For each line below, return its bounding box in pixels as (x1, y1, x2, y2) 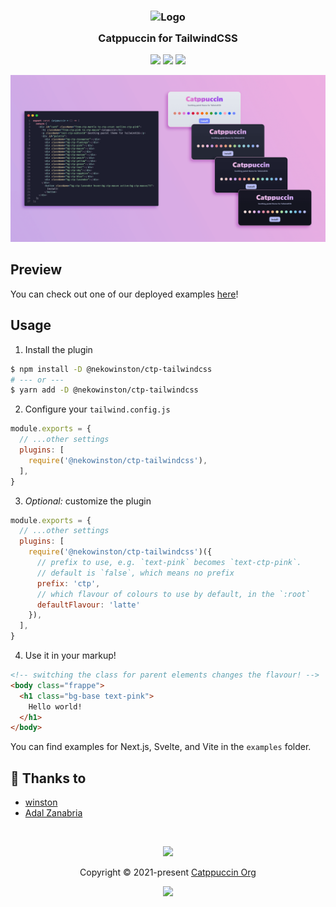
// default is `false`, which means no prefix (36, 568, 235, 578)
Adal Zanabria (24, 807, 83, 819)
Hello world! (28, 701, 83, 712)
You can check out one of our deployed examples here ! (10, 288, 239, 300)
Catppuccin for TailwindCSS (98, 31, 238, 45)
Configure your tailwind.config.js (24, 403, 171, 415)
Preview (10, 261, 63, 279)
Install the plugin (24, 343, 93, 355)
